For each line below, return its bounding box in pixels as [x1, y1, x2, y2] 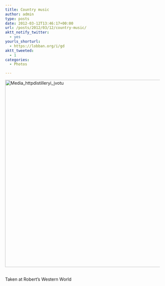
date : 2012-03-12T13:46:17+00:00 [5, 21, 74, 26]
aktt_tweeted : [5, 48, 34, 53]
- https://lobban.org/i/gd [9, 44, 65, 48]
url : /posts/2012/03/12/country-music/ [5, 25, 87, 30]
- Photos [9, 62, 27, 67]
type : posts [5, 16, 29, 21]
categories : [5, 57, 29, 62]
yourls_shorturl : [5, 39, 41, 44]
